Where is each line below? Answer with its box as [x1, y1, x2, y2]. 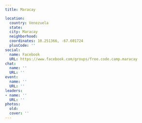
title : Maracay [5, 7, 36, 12]
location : [5, 16, 25, 21]
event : [5, 75, 18, 80]
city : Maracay [9, 30, 38, 35]
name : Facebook [9, 52, 40, 57]
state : [9, 25, 23, 30]
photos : [5, 102, 21, 107]
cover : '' [9, 111, 29, 116]
